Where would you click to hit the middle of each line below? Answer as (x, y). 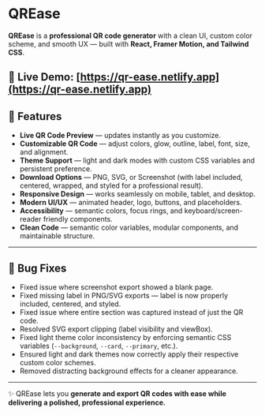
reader (30, 219)
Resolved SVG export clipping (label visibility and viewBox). (116, 329)
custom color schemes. (58, 362)
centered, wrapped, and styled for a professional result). (111, 185)
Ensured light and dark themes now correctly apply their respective (129, 354)
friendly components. (78, 219)
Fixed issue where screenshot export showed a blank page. (116, 287)
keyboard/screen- (213, 211)
